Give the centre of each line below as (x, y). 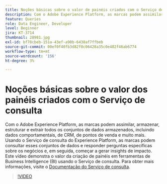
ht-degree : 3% (20, 61)
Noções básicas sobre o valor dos (77, 90)
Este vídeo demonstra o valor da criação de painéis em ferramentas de (78, 156)
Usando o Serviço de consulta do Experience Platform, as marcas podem (80, 140)
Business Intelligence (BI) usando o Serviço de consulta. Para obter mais (80, 162)
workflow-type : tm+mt (28, 51)
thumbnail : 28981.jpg (28, 38)
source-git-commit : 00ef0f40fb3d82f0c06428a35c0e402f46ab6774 (71, 47)
